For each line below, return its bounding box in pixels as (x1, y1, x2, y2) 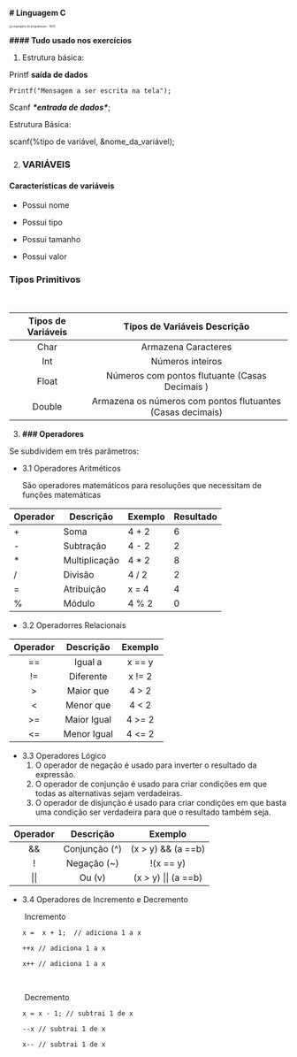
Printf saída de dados (9, 70, 88, 80)
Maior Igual (65, 713, 112, 725)
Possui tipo (21, 217, 64, 228)
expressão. (34, 769, 76, 779)
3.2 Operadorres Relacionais (21, 619, 126, 631)
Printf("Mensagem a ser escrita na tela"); (9, 87, 172, 96)
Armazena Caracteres (141, 341, 232, 353)
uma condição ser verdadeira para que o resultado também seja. (34, 807, 271, 817)
